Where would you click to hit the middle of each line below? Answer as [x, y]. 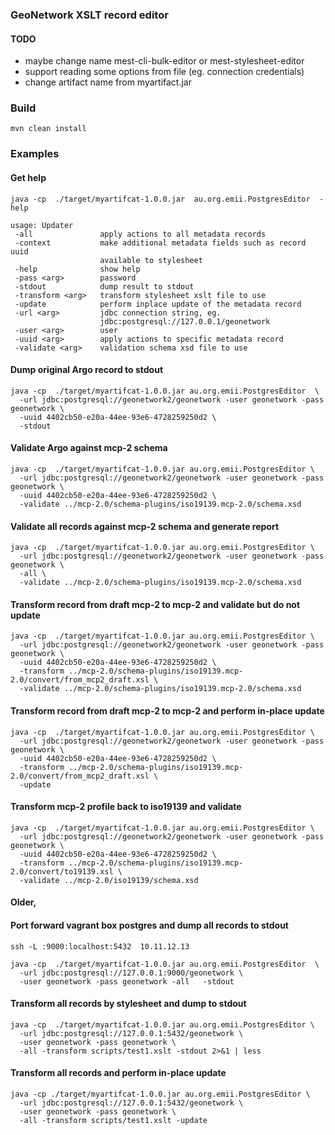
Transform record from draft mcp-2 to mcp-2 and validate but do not [155, 604]
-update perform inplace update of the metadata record [158, 304]
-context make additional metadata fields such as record [160, 243]
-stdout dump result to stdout [104, 286]
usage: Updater [42, 225]
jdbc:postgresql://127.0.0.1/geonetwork [185, 321]
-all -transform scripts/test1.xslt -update [113, 1120]
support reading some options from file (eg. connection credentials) [164, 72]
